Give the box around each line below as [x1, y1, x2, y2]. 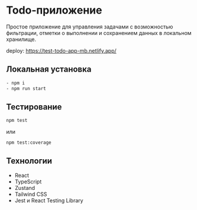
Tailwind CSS [14, 190, 47, 198]
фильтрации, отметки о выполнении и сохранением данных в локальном [6, 29, 192, 36]
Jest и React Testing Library [14, 196, 84, 204]
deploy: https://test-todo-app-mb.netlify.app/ [6, 47, 117, 54]
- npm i [6, 80, 25, 86]
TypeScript [14, 178, 42, 185]
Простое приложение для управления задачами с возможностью [6, 23, 173, 30]
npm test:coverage [6, 140, 51, 146]
